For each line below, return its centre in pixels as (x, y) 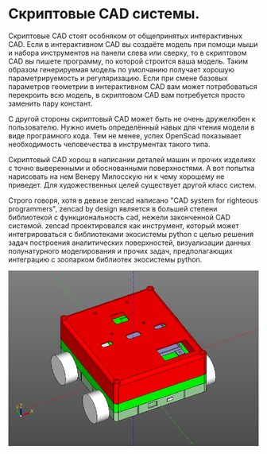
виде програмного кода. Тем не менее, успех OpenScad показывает (125, 135)
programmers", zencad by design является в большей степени (113, 208)
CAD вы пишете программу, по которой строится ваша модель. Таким (128, 61)
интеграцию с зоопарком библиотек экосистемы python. (105, 259)
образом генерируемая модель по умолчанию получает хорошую (121, 69)
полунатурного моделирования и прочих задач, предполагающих (120, 250)
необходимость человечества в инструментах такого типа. (109, 144)
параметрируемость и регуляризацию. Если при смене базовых (118, 78)
